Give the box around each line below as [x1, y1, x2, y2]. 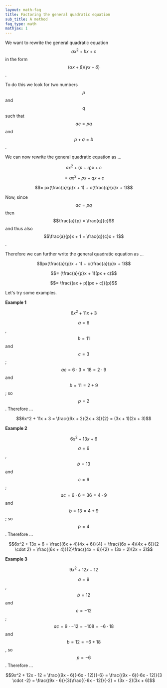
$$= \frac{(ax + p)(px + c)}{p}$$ [50, 280, 118, 286]
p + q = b [74, 136, 94, 142]
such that [5, 113, 25, 119]
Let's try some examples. [5, 290, 57, 296]
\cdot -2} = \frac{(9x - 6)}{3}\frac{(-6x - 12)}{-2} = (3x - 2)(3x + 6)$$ [12, 677, 156, 683]
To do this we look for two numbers [5, 81, 78, 88]
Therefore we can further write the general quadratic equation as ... [5, 251, 144, 257]
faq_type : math [5, 21, 37, 27]
